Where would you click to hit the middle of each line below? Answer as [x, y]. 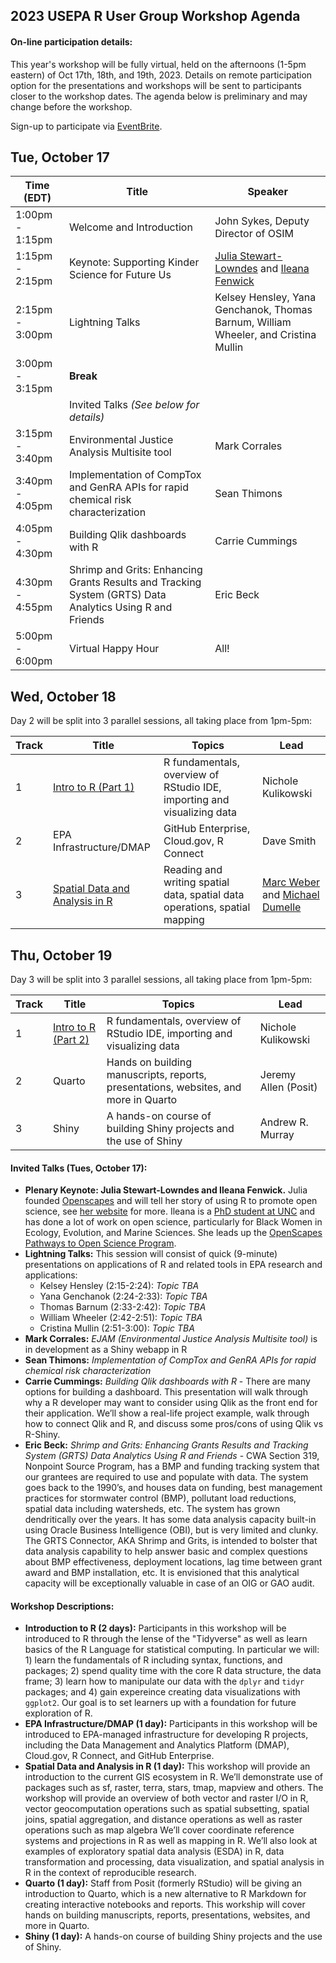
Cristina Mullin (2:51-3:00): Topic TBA [117, 1328]
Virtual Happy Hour [114, 649]
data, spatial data [204, 895]
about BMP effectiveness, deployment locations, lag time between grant [173, 1562]
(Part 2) [71, 1040]
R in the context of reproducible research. [110, 1873]
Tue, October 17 [60, 157]
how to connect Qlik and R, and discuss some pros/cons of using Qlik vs [174, 1424]
